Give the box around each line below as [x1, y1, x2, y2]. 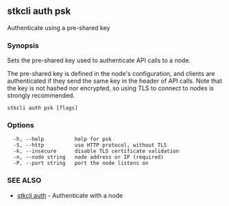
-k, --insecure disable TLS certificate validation [13, 148, 180, 155]
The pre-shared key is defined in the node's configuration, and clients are [7, 70, 215, 78]
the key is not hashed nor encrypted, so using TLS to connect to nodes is [7, 84, 214, 92]
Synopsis [7, 40, 39, 50]
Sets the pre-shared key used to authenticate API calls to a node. [7, 56, 191, 64]
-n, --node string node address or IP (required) [13, 154, 165, 161]
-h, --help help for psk [13, 136, 112, 143]
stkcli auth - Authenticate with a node [16, 191, 123, 199]
